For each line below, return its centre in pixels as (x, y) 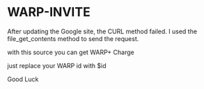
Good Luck (23, 79)
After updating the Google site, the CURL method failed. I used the (102, 31)
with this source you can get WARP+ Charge (71, 52)
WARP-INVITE (49, 12)
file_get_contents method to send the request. (73, 38)
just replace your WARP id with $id (57, 65)
